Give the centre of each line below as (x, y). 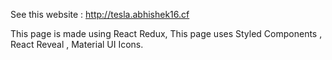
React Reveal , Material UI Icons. (77, 44)
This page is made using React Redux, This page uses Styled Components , (166, 33)
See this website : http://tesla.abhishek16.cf (100, 14)
